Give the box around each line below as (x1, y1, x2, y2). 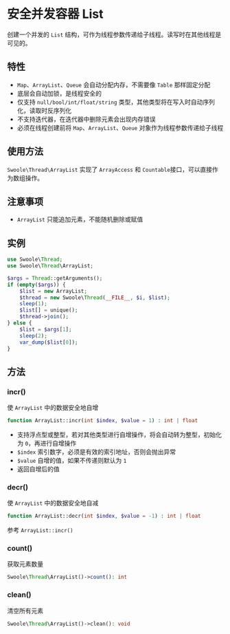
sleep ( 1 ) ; (19, 300, 48, 307)
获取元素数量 (7, 560, 43, 568)
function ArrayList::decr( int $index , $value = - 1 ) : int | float (7, 513, 201, 520)
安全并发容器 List (7, 6, 104, 22)
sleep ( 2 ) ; (19, 332, 48, 339)
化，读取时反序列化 (16, 106, 72, 114)
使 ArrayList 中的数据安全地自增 (7, 404, 99, 412)
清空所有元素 (7, 606, 43, 615)
